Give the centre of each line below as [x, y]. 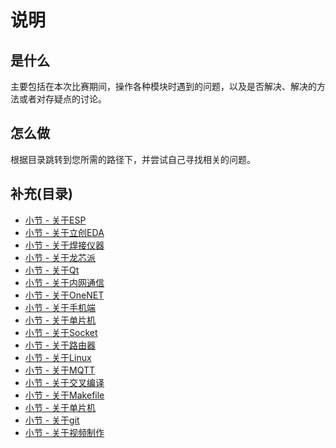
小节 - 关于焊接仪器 [64, 245]
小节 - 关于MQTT [60, 370]
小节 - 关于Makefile [64, 395]
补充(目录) [41, 194]
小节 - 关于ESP [55, 220]
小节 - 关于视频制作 [64, 432]
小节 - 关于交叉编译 [64, 382]
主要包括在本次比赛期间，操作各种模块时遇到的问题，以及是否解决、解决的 [163, 86]
